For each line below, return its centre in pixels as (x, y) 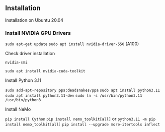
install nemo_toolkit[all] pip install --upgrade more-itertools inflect (82, 125)
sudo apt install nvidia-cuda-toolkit (45, 71)
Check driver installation (30, 54)
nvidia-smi (16, 63)
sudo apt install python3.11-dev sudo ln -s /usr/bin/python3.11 (74, 96)
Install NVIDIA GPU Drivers (38, 33)
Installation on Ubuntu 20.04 (34, 20)
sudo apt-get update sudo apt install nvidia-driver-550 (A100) (72, 44)
